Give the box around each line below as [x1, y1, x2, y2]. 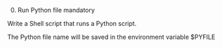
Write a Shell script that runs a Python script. [7, 19, 137, 27]
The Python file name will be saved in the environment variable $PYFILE [7, 33, 216, 41]
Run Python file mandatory [17, 6, 95, 14]
